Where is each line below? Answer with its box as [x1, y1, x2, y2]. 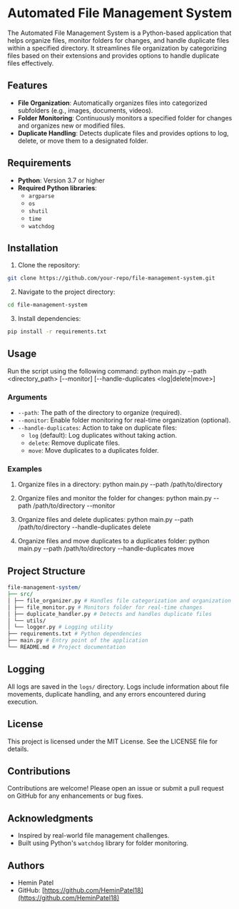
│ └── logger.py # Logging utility [7, 624, 113, 631]
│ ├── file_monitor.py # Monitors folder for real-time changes [7, 604, 203, 611]
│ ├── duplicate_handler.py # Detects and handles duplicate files [7, 610, 213, 617]
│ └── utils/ [7, 617, 46, 625]
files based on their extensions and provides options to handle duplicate [7, 51, 220, 60]
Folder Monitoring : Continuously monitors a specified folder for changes [17, 113, 233, 122]
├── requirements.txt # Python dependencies [7, 630, 142, 637]
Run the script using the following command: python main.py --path [7, 366, 207, 375]
